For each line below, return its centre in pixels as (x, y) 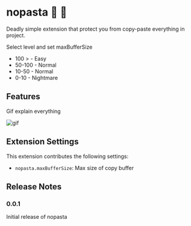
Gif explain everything (34, 111)
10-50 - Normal (34, 71)
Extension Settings (42, 142)
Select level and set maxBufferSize (49, 47)
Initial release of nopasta (37, 217)
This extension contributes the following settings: (67, 156)
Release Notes (34, 187)
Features (23, 96)
